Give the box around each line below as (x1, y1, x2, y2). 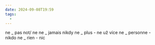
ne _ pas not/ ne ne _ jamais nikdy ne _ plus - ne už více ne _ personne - (5, 30, 151, 36)
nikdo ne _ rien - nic (5, 35, 45, 41)
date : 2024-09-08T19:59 (5, 7, 54, 12)
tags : (5, 12, 16, 17)
